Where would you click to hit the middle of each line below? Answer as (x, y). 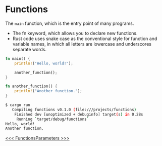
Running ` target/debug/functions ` (53, 119)
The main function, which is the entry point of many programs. (70, 23)
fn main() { (18, 59)
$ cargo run (18, 105)
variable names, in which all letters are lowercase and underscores (82, 44)
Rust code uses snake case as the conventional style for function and (85, 39)
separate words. (30, 49)
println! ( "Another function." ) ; (48, 91)
